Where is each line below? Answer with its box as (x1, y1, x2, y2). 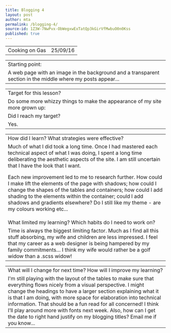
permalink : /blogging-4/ (5, 21, 58, 27)
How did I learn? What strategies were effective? (8, 135, 124, 142)
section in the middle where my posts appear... (8, 75, 120, 82)
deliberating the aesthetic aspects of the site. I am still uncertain (8, 156, 161, 163)
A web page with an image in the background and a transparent (8, 69, 160, 76)
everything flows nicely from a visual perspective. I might (8, 281, 144, 288)
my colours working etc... (8, 206, 68, 212)
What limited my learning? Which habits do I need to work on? (8, 219, 156, 226)
